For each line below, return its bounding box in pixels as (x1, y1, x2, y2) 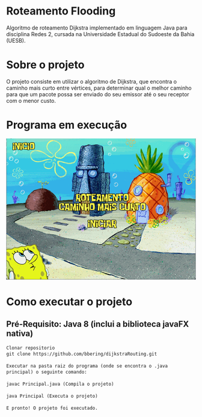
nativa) (6, 328, 34, 338)
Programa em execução (6, 119, 127, 132)
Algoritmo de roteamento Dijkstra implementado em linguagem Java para (6, 24, 188, 31)
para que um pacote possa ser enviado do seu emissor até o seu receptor (6, 90, 189, 97)
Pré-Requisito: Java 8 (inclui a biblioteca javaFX (6, 319, 189, 329)
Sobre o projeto (6, 58, 85, 72)
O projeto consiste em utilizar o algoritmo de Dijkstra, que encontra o (6, 78, 177, 85)
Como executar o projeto (6, 295, 133, 309)
